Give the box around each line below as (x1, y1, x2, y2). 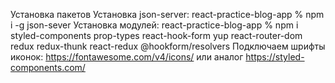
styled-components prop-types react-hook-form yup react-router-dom (10, 30, 303, 41)
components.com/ (10, 62, 86, 73)
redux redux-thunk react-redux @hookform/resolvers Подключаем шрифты (10, 40, 326, 52)
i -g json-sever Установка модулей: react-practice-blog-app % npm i (10, 19, 299, 31)
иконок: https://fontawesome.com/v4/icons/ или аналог (10, 51, 244, 63)
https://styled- (245, 51, 305, 63)
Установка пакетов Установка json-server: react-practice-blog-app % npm (10, 9, 325, 20)
